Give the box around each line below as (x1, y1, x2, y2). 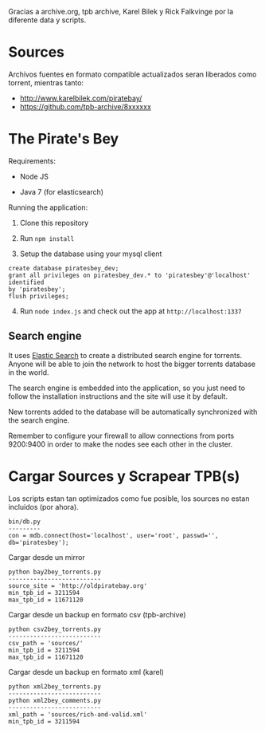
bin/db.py (8, 518, 41, 526)
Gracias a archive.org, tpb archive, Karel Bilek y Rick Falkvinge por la (8, 7, 234, 16)
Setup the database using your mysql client (19, 249, 162, 258)
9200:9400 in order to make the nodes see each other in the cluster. (8, 439, 233, 449)
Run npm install (19, 233, 75, 242)
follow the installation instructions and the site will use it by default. (8, 391, 228, 401)
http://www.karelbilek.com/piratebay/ (19, 93, 142, 103)
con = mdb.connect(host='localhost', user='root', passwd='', (8, 531, 219, 539)
